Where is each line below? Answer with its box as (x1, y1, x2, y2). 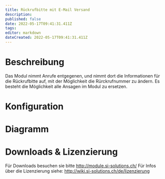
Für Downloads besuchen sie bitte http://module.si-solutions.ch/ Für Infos (5, 163, 157, 169)
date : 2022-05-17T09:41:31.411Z (5, 21, 72, 26)
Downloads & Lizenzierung (5, 146, 118, 158)
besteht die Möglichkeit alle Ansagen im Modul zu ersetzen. (5, 83, 128, 89)
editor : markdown (5, 30, 41, 35)
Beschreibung (5, 57, 65, 68)
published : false (5, 16, 41, 21)
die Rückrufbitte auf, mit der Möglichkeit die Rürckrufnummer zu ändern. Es (5, 78, 160, 84)
